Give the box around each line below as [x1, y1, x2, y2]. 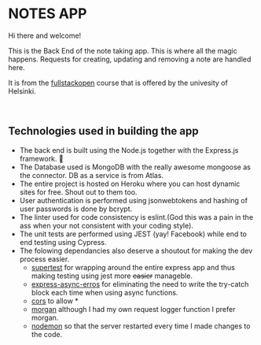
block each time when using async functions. [31, 287, 178, 297]
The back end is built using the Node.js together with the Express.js [19, 145, 239, 154]
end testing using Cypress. [19, 237, 108, 247]
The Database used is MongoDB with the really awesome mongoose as [19, 162, 252, 172]
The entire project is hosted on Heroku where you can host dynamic [19, 179, 241, 188]
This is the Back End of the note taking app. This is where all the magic [8, 46, 238, 55]
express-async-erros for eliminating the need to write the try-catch [31, 279, 249, 288]
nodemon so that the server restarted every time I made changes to [31, 321, 251, 331]
